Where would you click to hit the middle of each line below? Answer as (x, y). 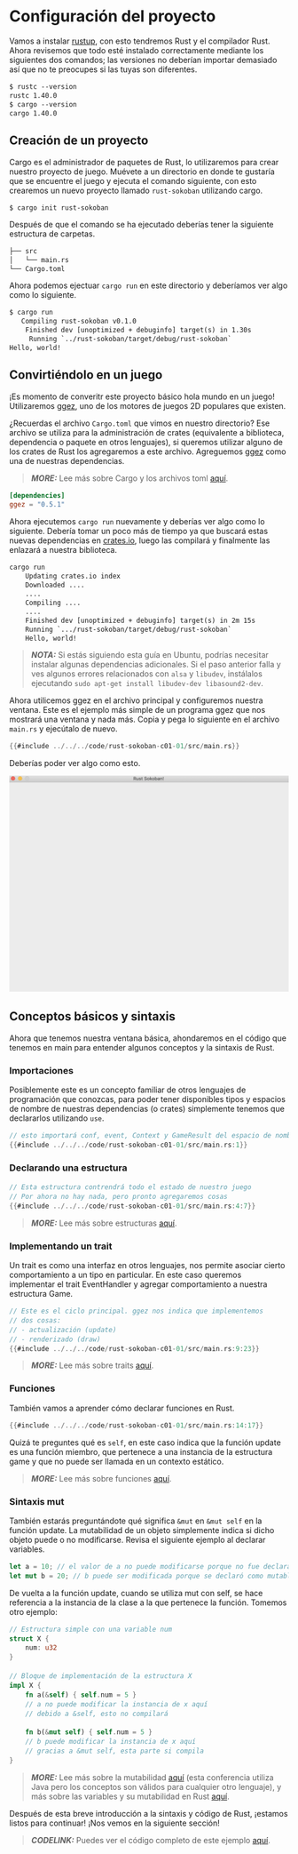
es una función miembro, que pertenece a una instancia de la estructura (141, 1451)
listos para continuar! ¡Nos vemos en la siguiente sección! (114, 1823)
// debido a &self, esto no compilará (97, 1714)
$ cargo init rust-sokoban (59, 208)
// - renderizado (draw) (55, 1339)
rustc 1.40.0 (33, 95)
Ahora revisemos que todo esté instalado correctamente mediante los (137, 50)
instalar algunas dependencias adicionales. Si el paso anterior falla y (156, 665)
